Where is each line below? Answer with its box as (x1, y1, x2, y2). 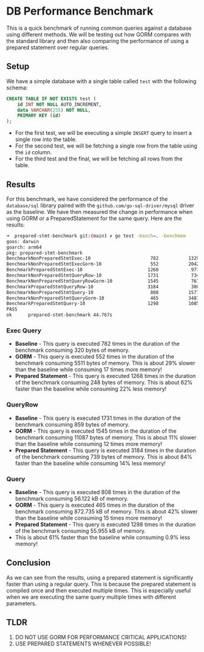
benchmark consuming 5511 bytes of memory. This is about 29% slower (15, 360, 195, 367)
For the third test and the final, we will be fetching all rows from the (15, 155, 183, 162)
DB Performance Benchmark (6, 4, 154, 18)
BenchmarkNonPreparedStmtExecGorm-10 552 (6, 261, 159, 267)
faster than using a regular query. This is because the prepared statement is (6, 580, 196, 588)
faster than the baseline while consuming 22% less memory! (15, 385, 167, 393)
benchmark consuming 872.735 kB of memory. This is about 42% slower (15, 507, 198, 515)
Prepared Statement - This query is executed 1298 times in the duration (15, 521, 196, 528)
